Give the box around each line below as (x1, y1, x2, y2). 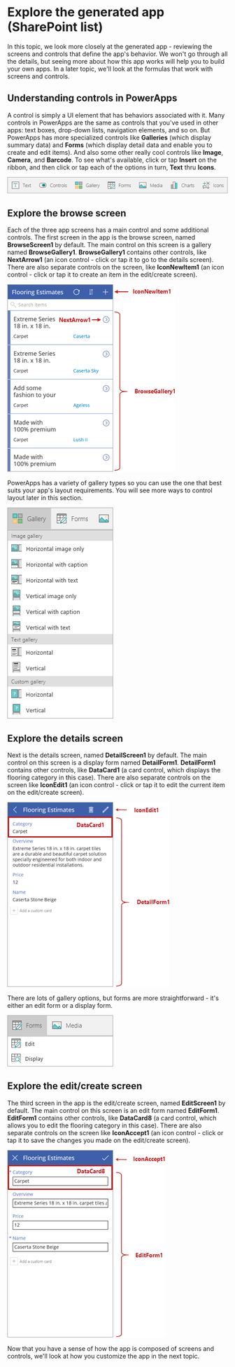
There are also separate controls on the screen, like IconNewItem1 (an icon (7, 263, 225, 272)
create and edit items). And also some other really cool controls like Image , (7, 148, 224, 156)
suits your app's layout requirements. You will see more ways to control (7, 486, 213, 494)
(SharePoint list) (7, 19, 104, 35)
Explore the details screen (7, 733, 124, 744)
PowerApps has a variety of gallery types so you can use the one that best (7, 479, 222, 487)
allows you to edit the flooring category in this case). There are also (7, 1121, 202, 1130)
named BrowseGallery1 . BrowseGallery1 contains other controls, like (7, 248, 207, 256)
